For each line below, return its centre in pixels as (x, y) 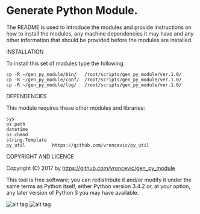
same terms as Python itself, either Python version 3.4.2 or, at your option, (98, 186)
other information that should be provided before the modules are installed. (99, 40)
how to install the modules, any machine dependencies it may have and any (100, 33)
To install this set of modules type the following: (66, 63)
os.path (16, 124)
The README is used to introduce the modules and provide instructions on (99, 27)
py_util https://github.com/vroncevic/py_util (78, 145)
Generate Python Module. (72, 11)
